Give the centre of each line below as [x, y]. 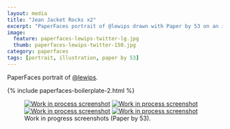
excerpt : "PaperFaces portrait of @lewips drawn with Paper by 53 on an [113, 26]
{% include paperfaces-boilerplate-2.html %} [71, 90]
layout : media [27, 13]
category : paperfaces [38, 52]
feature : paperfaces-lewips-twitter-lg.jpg [76, 39]
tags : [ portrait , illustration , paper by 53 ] [73, 58]
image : [16, 32]
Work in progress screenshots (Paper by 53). [88, 118]
